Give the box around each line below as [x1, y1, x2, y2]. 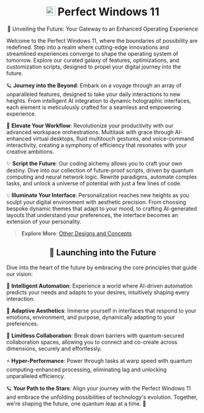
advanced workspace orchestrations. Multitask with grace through [6, 128, 174, 136]
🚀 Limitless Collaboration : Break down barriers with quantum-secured [6, 332, 184, 339]
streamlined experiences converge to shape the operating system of [6, 50, 179, 57]
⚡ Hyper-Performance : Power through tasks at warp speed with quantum [6, 357, 192, 364]
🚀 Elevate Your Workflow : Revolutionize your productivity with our [6, 122, 174, 129]
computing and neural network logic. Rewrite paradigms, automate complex [6, 173, 197, 180]
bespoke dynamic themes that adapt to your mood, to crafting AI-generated [6, 204, 197, 212]
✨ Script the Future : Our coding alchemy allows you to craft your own [6, 160, 183, 167]
